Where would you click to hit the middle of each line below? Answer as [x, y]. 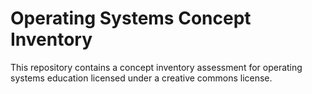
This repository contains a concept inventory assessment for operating [156, 67]
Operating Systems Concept [131, 18]
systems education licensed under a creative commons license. [141, 78]
